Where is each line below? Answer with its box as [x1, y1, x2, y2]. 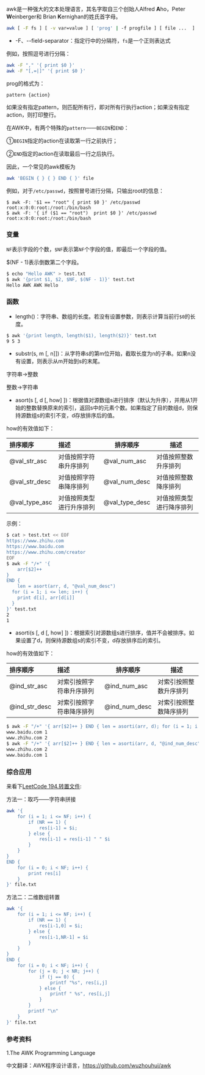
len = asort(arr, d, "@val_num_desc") [17, 583, 116, 590]
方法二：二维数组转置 [6, 893, 60, 901]
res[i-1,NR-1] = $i [38, 934, 88, 940]
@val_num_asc [103, 457, 146, 466]
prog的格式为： [6, 79, 45, 87]
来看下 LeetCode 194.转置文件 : [6, 783, 82, 790]
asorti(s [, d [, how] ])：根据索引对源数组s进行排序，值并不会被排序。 [15, 629, 189, 637]
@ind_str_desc [9, 702, 52, 711]
